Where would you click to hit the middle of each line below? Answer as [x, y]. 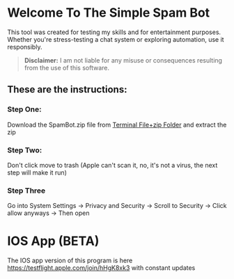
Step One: [24, 109]
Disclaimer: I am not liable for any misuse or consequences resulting [123, 60]
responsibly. [25, 47]
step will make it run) [37, 173]
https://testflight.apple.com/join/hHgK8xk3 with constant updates [101, 268]
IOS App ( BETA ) [53, 241]
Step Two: [25, 150]
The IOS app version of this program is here [70, 261]
